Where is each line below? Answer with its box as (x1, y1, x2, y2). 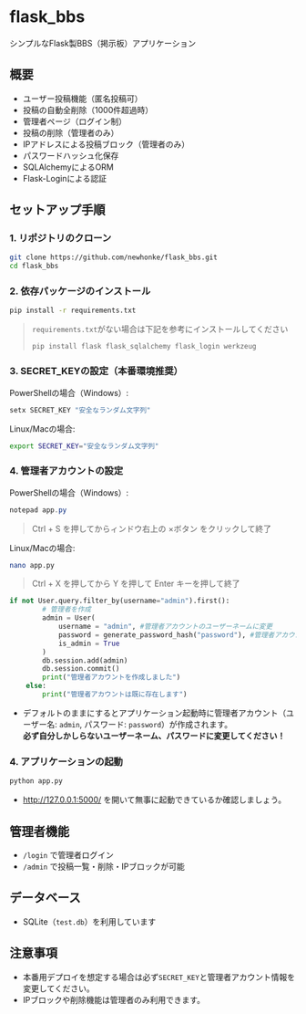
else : (25, 682, 47, 691)
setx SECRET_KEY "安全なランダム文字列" (9, 405, 151, 414)
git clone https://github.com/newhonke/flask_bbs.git (9, 253, 219, 262)
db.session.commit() (42, 664, 120, 674)
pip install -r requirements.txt (9, 306, 137, 316)
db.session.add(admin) (42, 655, 128, 665)
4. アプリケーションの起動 (9, 755, 123, 768)
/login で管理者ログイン (22, 849, 114, 860)
